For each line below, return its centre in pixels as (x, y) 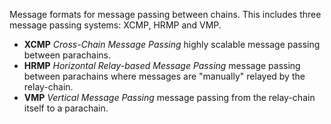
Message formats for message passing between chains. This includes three (165, 14)
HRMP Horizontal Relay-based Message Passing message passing (162, 65)
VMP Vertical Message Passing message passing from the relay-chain (169, 97)
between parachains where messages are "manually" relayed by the (164, 76)
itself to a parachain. (66, 108)
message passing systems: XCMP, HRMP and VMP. (115, 25)
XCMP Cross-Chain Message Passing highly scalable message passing (172, 44)
